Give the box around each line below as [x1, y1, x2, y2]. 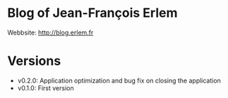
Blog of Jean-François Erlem [7, 5, 178, 21]
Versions [7, 53, 61, 69]
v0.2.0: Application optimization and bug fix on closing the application [17, 76, 221, 85]
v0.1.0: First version [17, 83, 74, 92]
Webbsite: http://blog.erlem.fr [7, 28, 94, 37]
